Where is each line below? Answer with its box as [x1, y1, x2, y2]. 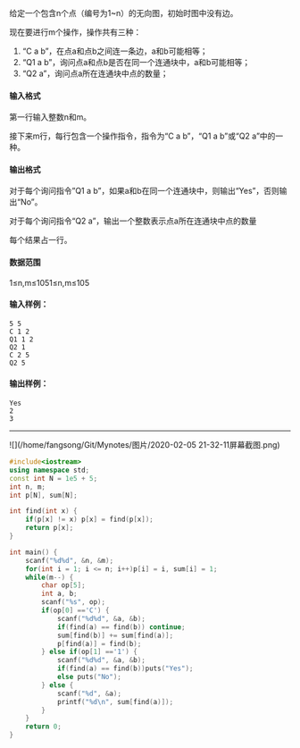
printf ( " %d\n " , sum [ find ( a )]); [56, 697, 174, 706]
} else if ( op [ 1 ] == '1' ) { [41, 647, 138, 657]
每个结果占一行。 [9, 235, 72, 246]
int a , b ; [41, 589, 78, 599]
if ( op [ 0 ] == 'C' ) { [41, 606, 110, 615]
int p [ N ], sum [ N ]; [9, 491, 78, 500]
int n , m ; [9, 482, 46, 492]
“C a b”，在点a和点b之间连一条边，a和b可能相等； [21, 46, 208, 56]
